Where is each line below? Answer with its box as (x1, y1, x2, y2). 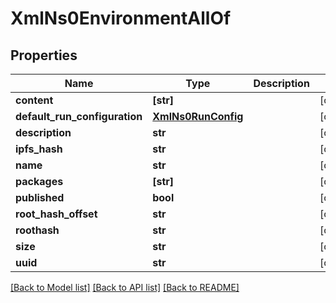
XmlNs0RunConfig (152, 110, 244, 123)
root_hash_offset (15, 207, 98, 221)
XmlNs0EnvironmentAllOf (10, 7, 232, 30)
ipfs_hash (15, 142, 63, 156)
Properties (10, 47, 78, 64)
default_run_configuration (15, 110, 143, 123)
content (15, 93, 54, 107)
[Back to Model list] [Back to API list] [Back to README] (10, 282, 240, 293)
